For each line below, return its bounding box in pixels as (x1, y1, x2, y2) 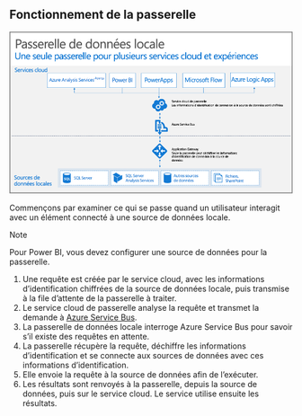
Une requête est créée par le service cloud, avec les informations (22, 273, 265, 284)
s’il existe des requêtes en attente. (22, 331, 150, 341)
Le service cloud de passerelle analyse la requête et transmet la (22, 302, 260, 313)
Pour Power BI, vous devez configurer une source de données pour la (9, 246, 268, 257)
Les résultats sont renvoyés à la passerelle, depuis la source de (22, 378, 258, 389)
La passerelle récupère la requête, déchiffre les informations (22, 341, 247, 351)
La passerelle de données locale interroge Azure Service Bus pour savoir (22, 321, 293, 332)
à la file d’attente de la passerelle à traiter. (22, 292, 177, 304)
